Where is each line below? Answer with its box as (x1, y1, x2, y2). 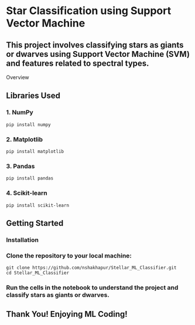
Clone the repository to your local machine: (6, 251, 132, 259)
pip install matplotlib (6, 148, 64, 154)
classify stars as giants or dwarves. (6, 291, 110, 299)
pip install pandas (6, 175, 54, 181)
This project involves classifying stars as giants (6, 40, 184, 50)
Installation (6, 236, 39, 244)
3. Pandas (6, 162, 35, 170)
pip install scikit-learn (6, 202, 69, 208)
